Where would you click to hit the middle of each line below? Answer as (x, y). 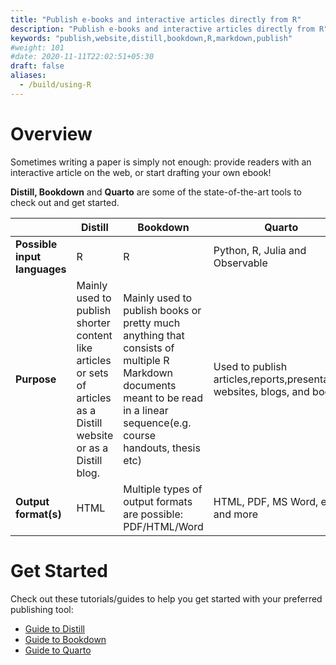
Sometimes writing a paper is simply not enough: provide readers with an (161, 162)
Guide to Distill (54, 628)
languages (41, 269)
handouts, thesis (162, 448)
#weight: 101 (37, 47)
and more (235, 514)
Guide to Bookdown (65, 639)
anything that (154, 335)
